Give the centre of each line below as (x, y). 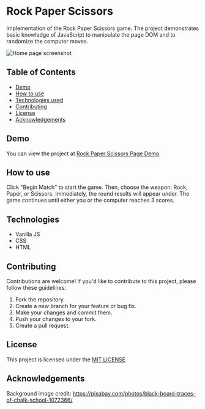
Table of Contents (41, 72)
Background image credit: (39, 393)
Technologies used (39, 100)
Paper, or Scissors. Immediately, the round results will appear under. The (98, 194)
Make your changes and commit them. (64, 312)
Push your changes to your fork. (56, 319)
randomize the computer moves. (47, 41)
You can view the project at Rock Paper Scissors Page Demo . (84, 153)
